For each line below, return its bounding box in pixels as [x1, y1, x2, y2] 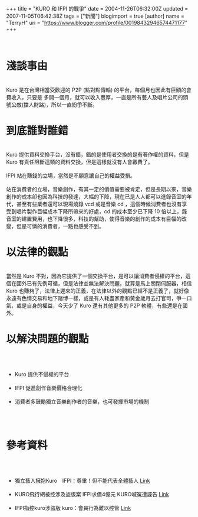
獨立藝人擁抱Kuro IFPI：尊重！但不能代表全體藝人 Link [14, 477, 150, 484]
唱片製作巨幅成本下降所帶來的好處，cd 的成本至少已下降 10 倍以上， [16, 207, 182, 214]
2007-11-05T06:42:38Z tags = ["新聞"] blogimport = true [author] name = [6, 12, 184, 19]
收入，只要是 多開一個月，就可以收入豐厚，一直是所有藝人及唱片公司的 [11, 93, 183, 100]
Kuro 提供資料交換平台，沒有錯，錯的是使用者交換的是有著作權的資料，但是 [6, 151, 190, 158]
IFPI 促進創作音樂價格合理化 [14, 384, 82, 391]
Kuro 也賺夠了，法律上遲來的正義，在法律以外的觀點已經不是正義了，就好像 [6, 287, 190, 294]
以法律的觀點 [6, 246, 69, 259]
